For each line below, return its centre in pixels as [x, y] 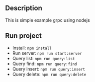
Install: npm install [32, 48]
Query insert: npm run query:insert [49, 69]
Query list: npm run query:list [44, 58]
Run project [24, 36]
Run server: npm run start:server [47, 53]
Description [24, 8]
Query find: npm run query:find [45, 64]
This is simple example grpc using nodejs [48, 20]
